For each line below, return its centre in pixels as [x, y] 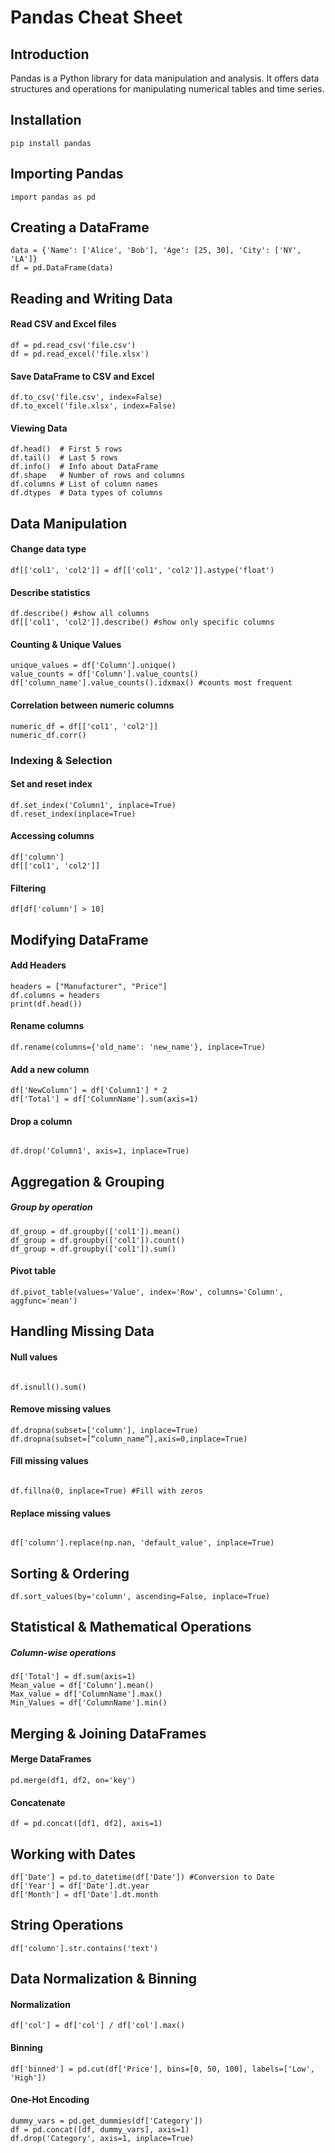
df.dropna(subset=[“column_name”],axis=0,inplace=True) [129, 1439]
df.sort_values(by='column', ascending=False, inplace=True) [140, 1596]
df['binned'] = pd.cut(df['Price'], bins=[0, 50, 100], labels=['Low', [162, 2069]
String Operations [67, 1925]
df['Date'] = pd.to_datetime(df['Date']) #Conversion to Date [142, 1877]
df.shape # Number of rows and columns [98, 476]
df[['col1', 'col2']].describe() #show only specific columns [142, 622]
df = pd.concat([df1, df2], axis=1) [86, 1824]
